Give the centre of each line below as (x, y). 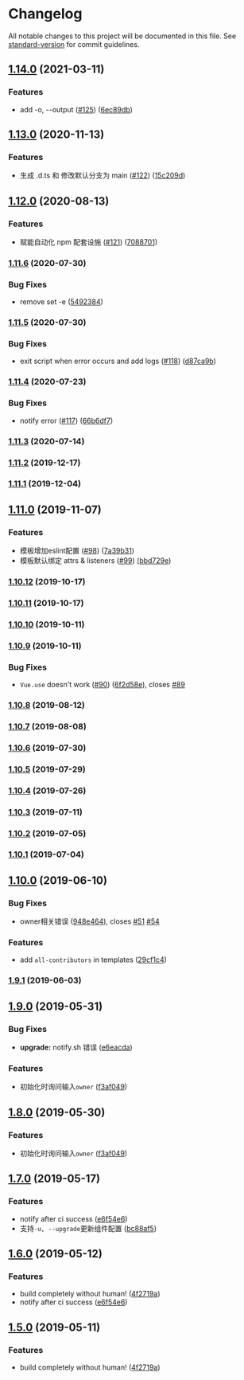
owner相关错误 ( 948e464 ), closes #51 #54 (90, 921)
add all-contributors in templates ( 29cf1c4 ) (93, 960)
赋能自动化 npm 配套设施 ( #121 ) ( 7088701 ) (88, 242)
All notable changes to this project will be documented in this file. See (122, 36)
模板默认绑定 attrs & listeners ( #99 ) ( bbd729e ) (95, 561)
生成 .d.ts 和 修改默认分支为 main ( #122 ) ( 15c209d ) (103, 175)
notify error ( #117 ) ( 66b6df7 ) (66, 420)
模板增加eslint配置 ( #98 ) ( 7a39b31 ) (77, 551)
